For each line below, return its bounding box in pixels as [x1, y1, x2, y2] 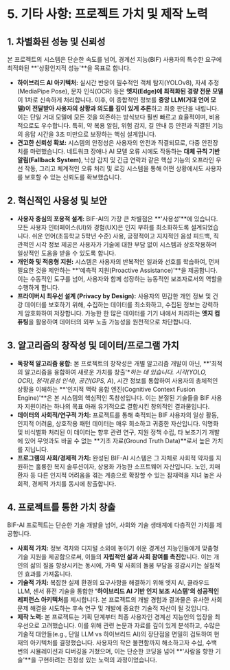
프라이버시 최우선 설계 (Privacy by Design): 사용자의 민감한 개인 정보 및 [16, 291, 211, 300]
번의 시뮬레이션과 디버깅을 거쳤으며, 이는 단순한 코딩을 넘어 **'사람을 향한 [16, 647, 214, 656]
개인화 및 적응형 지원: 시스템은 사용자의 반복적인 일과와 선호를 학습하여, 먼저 [16, 257, 220, 265]
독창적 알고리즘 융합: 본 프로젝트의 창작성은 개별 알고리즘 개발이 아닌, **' [16, 359, 211, 368]
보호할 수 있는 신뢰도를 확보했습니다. [24, 173, 122, 181]
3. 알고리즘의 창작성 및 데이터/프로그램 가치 [7, 339, 180, 351]
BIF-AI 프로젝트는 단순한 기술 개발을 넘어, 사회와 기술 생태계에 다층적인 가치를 [7, 521, 215, 529]
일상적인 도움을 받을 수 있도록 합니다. [16, 249, 117, 257]
